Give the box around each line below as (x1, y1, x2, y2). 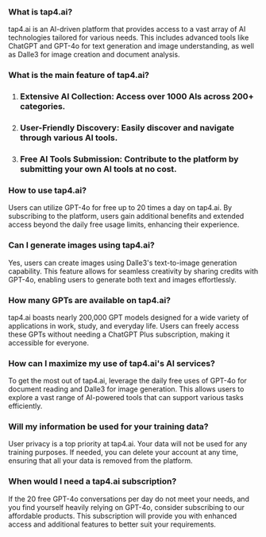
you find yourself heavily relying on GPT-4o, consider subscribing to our (8, 502, 245, 512)
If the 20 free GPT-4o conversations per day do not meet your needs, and (8, 494, 250, 504)
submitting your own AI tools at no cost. (19, 163, 177, 174)
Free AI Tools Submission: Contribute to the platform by (19, 154, 239, 165)
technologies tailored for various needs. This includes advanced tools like (8, 33, 249, 42)
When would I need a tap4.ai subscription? (8, 476, 177, 487)
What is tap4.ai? (8, 6, 73, 18)
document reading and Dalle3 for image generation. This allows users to (8, 384, 245, 394)
